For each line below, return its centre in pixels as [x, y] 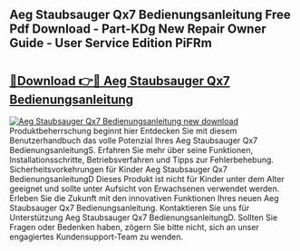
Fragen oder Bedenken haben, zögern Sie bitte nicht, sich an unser [135, 227]
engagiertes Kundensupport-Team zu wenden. [97, 237]
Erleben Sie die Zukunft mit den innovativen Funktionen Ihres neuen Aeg [144, 198]
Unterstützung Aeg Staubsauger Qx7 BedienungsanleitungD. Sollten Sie [144, 217]
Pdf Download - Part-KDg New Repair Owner [138, 29]
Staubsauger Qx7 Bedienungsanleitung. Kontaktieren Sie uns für [130, 208]
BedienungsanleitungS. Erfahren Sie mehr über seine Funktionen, [131, 150]
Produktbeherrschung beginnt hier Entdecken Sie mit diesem [123, 131]
